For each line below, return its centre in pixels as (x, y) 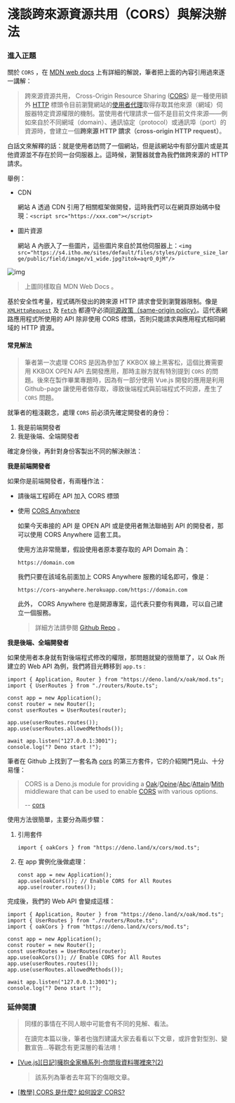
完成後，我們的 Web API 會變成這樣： (61, 901)
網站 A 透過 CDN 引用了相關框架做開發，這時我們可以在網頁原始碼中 (116, 207)
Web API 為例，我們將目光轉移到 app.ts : (86, 666)
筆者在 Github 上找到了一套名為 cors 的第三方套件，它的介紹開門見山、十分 (116, 761)
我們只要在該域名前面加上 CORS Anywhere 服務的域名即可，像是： (114, 576)
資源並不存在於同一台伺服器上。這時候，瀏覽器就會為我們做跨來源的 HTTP (121, 155)
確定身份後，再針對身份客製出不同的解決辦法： (75, 451)
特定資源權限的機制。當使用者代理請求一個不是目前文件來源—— (129, 114)
